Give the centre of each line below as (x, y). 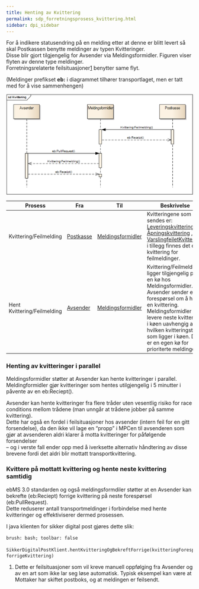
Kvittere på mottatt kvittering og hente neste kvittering (86, 469)
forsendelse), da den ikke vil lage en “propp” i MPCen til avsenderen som (95, 428)
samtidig (19, 477)
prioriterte (159, 349)
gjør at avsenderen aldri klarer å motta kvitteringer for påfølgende (86, 435)
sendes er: (160, 221)
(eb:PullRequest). (27, 502)
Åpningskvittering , (170, 233)
